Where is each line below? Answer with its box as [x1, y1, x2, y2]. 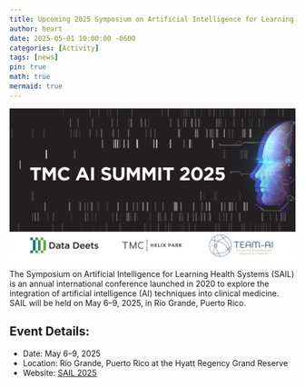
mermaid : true [9, 82, 64, 91]
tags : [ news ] [9, 53, 59, 63]
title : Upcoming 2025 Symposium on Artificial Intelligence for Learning [9, 15, 295, 24]
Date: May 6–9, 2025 [22, 348, 102, 359]
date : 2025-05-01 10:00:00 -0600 [9, 34, 136, 43]
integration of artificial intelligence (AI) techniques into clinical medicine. [9, 288, 280, 299]
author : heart [9, 24, 64, 34]
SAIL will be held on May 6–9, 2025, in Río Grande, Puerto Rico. [9, 298, 247, 309]
